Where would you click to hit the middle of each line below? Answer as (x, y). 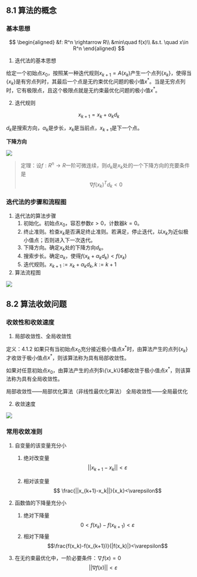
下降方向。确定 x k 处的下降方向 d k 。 (65, 248)
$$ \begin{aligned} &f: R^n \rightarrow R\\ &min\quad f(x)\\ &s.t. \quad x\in (99, 42)
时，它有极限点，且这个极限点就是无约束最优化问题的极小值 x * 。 (83, 89)
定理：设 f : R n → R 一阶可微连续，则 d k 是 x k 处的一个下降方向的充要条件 (105, 165)
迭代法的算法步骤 (35, 216)
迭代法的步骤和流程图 (36, 202)
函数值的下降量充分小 (40, 503)
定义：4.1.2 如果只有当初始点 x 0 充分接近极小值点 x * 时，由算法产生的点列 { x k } (97, 349)
